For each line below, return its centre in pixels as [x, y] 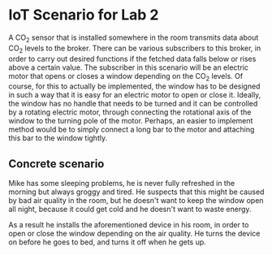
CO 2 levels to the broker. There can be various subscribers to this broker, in [135, 49]
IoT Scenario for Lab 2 [84, 15]
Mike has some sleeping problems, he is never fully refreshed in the [122, 184]
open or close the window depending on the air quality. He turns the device [134, 234]
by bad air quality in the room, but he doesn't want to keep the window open [136, 201]
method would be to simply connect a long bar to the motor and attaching [132, 130]
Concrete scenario [56, 164]
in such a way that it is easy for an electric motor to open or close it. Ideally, [135, 95]
